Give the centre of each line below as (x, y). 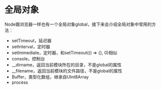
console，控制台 (28, 59)
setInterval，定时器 (31, 46)
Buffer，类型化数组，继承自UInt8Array (50, 77)
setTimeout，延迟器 (31, 40)
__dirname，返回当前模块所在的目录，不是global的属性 (66, 65)
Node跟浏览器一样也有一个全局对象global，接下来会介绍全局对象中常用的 (78, 24)
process (20, 82)
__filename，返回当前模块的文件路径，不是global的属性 (67, 71)
